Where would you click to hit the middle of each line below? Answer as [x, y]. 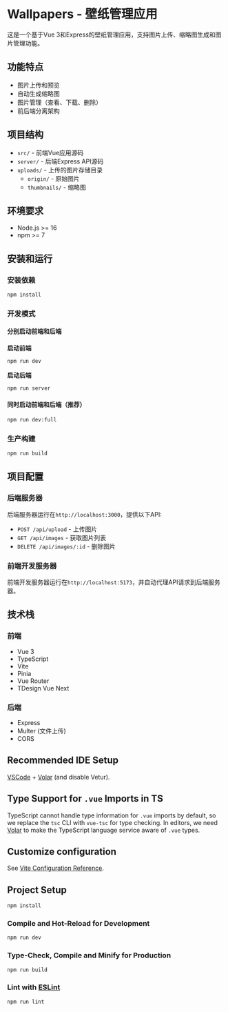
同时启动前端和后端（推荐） [46, 405]
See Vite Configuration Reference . [56, 868]
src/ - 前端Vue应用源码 [50, 152]
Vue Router [33, 681]
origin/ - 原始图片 [54, 178]
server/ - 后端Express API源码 [60, 161]
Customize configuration [62, 852]
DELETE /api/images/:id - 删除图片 [66, 546]
